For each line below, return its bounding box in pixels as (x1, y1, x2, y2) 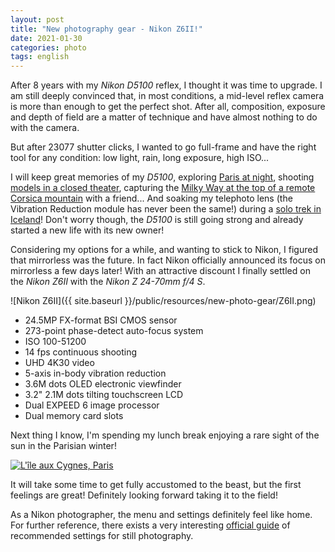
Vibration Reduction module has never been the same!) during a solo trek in (10, 203, 322, 215)
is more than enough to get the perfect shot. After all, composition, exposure (10, 101, 326, 113)
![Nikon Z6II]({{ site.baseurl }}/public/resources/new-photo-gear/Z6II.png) (10, 295, 317, 307)
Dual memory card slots (24, 410, 124, 422)
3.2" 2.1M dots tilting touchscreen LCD (24, 389, 184, 401)
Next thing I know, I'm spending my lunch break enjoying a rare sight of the (10, 429, 320, 441)
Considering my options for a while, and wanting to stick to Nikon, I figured (10, 244, 318, 256)
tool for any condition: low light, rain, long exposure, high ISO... (10, 152, 270, 164)
